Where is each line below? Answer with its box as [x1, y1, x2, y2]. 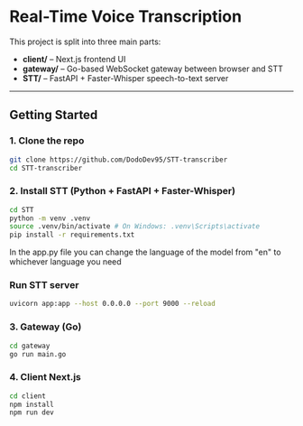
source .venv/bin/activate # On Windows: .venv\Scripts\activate [9, 222, 260, 231]
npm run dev [9, 408, 54, 417]
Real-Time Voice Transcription [9, 6, 242, 27]
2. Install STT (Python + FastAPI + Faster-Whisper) [9, 185, 236, 198]
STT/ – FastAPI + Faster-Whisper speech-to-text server [22, 72, 229, 83]
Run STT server [9, 279, 79, 292]
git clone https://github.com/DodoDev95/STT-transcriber [9, 155, 228, 164]
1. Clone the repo [9, 134, 85, 147]
